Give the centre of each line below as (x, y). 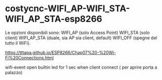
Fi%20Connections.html (29, 57)
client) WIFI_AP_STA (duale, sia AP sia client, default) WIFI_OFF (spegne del (81, 38)
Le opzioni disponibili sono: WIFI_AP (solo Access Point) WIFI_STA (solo (78, 32)
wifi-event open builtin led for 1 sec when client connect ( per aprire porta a (81, 67)
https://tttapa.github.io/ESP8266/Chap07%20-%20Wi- (61, 53)
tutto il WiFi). (18, 43)
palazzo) (14, 72)
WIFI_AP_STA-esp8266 (54, 19)
